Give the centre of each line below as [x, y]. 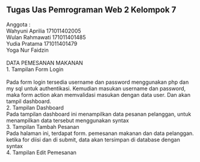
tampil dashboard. [29, 101]
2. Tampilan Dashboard [35, 107]
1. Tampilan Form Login [35, 69]
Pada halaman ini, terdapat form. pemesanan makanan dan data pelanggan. [100, 133]
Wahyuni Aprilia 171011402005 [44, 31]
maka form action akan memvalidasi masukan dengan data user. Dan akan [98, 95]
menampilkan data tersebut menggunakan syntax [68, 120]
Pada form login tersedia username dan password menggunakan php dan [98, 82]
